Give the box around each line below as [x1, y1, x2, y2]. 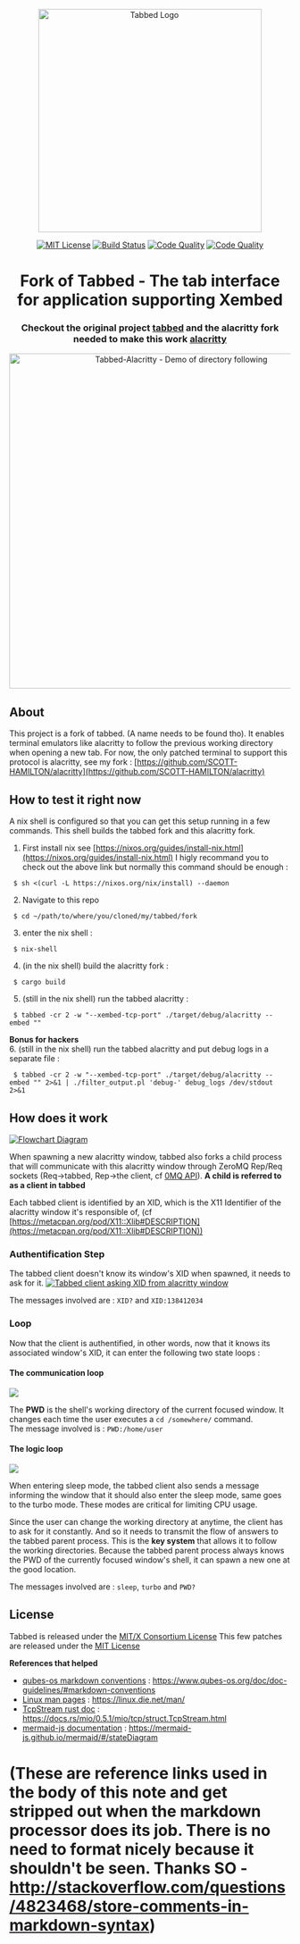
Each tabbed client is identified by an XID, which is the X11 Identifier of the [9, 1197, 281, 1208]
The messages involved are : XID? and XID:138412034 [9, 1295, 204, 1306]
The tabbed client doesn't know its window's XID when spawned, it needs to [9, 1269, 291, 1279]
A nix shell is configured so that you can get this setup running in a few [9, 816, 271, 826]
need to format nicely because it [9, 1839, 254, 1859]
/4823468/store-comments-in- [9, 1896, 250, 1916]
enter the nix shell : [21, 927, 93, 938]
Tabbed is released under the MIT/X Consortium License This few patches [9, 1630, 283, 1641]
